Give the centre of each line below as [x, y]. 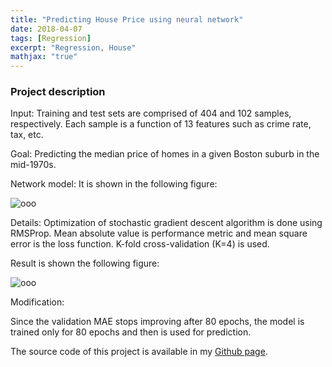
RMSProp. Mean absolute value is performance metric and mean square [159, 233]
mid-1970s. [33, 165]
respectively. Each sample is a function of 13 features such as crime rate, [161, 124]
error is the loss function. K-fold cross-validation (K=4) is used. [140, 244]
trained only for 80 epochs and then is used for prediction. [131, 332]
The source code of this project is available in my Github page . [139, 352]
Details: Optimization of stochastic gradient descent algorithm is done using [166, 223]
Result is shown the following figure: [85, 263]
